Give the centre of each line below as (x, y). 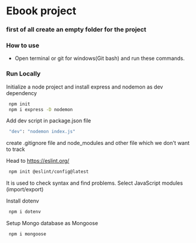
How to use (23, 46)
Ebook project (41, 11)
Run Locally (23, 74)
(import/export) (25, 190)
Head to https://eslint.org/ (38, 161)
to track (16, 149)
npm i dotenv (25, 212)
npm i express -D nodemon (41, 109)
